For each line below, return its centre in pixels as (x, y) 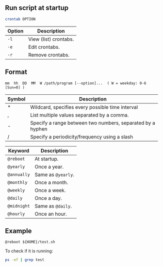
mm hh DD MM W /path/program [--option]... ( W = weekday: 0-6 (76, 83)
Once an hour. (51, 214)
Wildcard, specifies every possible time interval (84, 107)
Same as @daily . (53, 206)
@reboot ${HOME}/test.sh (30, 242)
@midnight (19, 206)
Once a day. (48, 198)
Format (16, 72)
